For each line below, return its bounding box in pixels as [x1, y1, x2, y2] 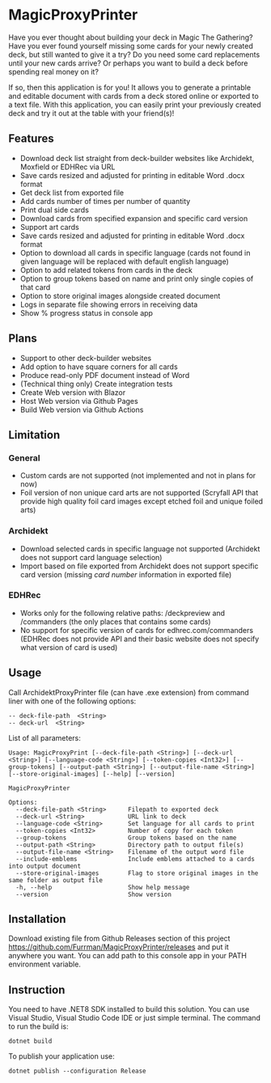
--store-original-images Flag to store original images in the [15, 869, 259, 877]
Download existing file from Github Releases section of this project [8, 933, 231, 944]
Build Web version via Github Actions [19, 405, 144, 414]
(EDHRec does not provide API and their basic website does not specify [19, 634, 260, 643]
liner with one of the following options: [8, 696, 137, 706]
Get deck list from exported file [19, 188, 124, 197]
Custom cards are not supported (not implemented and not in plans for [19, 471, 256, 481]
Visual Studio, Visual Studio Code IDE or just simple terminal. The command [8, 1013, 261, 1023]
